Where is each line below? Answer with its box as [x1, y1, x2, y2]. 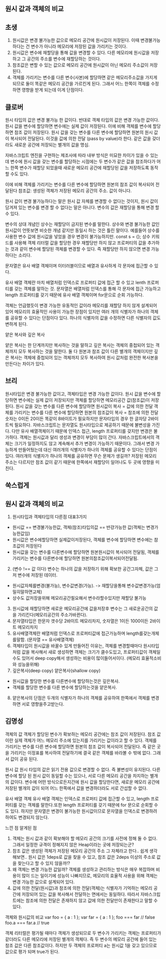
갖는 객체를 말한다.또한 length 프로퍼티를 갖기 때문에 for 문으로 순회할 [18, 802, 153, 808]
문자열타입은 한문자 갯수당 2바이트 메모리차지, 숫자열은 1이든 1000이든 [12, 618, 149, 624]
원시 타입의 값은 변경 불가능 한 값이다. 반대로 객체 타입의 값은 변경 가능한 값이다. [5, 117, 160, 123]
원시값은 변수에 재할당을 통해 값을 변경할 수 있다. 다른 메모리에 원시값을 [12, 50, 150, 56]
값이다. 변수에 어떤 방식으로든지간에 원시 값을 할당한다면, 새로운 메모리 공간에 [10, 779, 160, 785]
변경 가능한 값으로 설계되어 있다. [12, 879, 75, 885]
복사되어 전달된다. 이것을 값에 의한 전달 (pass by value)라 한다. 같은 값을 [10, 136, 151, 141]
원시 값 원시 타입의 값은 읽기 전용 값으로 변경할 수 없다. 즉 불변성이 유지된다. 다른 [5, 766, 161, 772]
